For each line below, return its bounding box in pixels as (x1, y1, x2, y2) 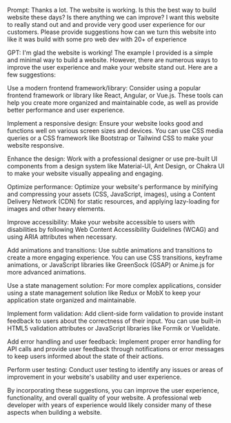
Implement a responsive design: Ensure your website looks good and (7, 119, 203, 127)
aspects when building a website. (7, 409, 102, 416)
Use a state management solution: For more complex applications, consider (7, 282, 222, 289)
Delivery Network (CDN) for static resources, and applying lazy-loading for (7, 197, 220, 206)
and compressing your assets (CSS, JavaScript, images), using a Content (7, 190, 216, 198)
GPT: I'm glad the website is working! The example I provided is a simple (7, 48, 213, 57)
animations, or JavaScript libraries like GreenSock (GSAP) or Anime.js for (7, 261, 215, 268)
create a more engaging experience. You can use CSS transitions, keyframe (7, 253, 223, 262)
